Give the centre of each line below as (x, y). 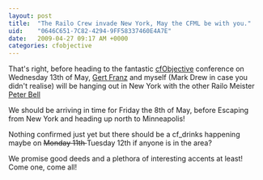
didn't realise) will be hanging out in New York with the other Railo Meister (131, 86)
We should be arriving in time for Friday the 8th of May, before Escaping (129, 111)
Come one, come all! (43, 167)
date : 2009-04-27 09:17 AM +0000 (68, 38)
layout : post (30, 16)
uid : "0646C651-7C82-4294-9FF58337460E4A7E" (90, 31)
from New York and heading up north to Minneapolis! (97, 119)
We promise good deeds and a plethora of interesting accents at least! (126, 159)
